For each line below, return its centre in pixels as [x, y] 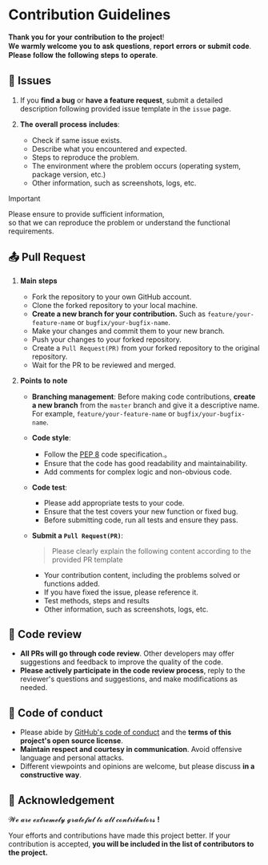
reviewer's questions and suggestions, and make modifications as [129, 679]
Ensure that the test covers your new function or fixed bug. [141, 511]
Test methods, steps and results [96, 600]
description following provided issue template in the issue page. [126, 108]
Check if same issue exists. [77, 140]
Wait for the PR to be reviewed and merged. [104, 365]
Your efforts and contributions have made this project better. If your [119, 835]
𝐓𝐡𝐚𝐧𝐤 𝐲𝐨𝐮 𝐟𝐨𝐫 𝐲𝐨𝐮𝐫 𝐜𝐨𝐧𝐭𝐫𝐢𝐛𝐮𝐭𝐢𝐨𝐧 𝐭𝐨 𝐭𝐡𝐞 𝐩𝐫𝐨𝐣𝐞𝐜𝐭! [86, 37]
